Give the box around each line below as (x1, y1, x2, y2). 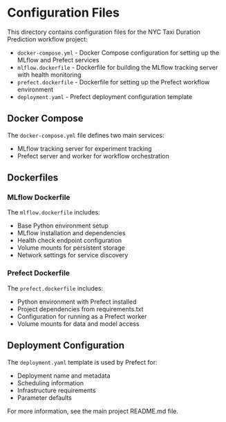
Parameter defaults (17, 393, 73, 402)
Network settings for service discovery (17, 251, 129, 259)
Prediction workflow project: (7, 35, 88, 43)
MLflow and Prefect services (17, 55, 100, 64)
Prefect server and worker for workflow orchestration (17, 152, 169, 160)
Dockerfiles (7, 172, 59, 184)
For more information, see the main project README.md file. (7, 407, 178, 415)
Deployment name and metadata (17, 371, 111, 380)
